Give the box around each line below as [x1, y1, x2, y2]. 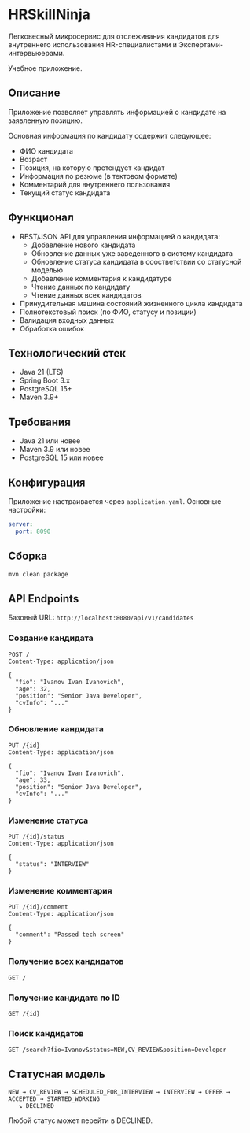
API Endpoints [8, 592, 79, 605]
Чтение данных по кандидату [31, 282, 131, 291]
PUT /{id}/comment [8, 903, 68, 911]
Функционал [8, 211, 75, 224]
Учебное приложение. [8, 63, 83, 72]
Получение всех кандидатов [8, 956, 124, 967]
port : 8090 [15, 528, 51, 535]
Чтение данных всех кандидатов [31, 290, 142, 300]
